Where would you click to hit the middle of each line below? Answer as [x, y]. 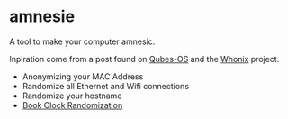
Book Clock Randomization [72, 105]
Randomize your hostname [72, 96]
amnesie [42, 17]
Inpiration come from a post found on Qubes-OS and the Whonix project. [144, 59]
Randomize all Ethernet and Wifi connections [106, 86]
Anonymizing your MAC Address [83, 76]
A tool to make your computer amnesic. [82, 41]
